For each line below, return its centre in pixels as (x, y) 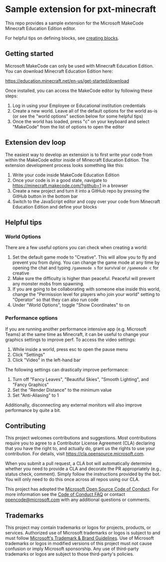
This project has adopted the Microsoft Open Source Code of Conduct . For (82, 489)
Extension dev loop (36, 143)
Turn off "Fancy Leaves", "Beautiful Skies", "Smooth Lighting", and (81, 379)
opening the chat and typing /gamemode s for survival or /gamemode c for (85, 268)
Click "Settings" (29, 354)
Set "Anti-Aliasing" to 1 (35, 395)
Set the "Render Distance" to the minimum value (62, 390)
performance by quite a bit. (33, 410)
